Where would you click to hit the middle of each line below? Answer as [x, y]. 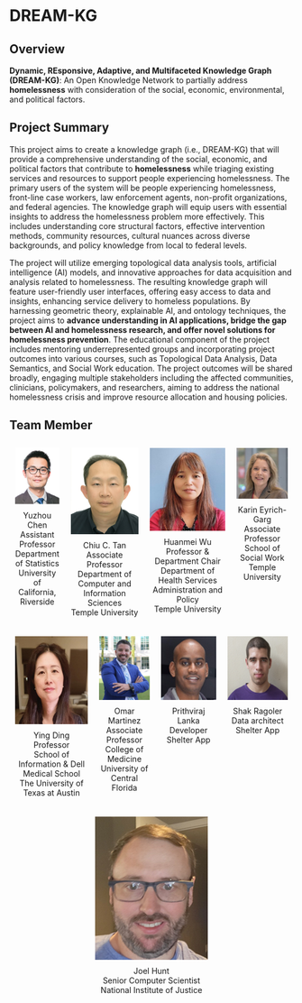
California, [37, 592]
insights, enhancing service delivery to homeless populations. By [130, 301]
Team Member [51, 425]
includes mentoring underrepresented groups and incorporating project [142, 349]
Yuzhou [37, 515]
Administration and [188, 590]
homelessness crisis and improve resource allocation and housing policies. [149, 397]
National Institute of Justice [151, 990]
